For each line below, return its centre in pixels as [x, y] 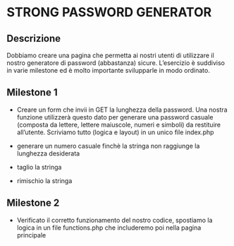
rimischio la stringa [44, 180]
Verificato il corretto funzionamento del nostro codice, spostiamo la [115, 220]
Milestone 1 [32, 93]
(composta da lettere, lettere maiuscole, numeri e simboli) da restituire [119, 124]
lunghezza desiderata [48, 153]
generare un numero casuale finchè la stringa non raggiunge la [108, 146]
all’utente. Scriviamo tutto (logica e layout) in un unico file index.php [115, 132]
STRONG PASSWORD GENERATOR [109, 12]
